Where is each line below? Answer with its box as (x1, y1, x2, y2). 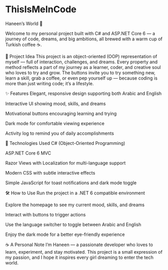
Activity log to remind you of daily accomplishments (5, 130, 115, 136)
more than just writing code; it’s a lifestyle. (5, 80, 94, 86)
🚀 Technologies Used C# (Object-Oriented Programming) (5, 140, 126, 146)
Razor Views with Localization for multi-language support (5, 160, 126, 166)
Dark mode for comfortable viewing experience (5, 120, 105, 126)
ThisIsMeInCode (5, 4, 77, 15)
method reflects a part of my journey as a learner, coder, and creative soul (5, 64, 161, 70)
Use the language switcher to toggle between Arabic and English (5, 221, 142, 228)
